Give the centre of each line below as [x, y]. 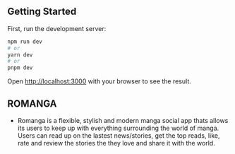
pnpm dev [20, 68]
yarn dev [20, 55]
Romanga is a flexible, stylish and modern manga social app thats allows [123, 120]
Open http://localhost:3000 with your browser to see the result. [100, 81]
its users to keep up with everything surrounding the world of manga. [118, 128]
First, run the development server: [57, 28]
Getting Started [42, 12]
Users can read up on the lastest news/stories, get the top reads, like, [119, 136]
